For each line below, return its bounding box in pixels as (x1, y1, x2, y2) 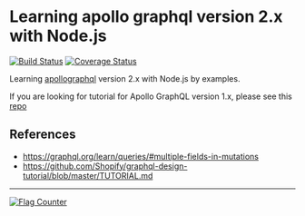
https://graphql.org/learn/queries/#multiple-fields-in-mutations (22, 151, 259, 162)
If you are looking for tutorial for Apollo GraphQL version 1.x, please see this (9, 91, 292, 102)
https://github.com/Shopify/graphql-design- (22, 161, 188, 172)
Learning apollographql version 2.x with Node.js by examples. (9, 73, 241, 83)
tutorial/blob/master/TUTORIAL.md (22, 170, 153, 181)
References (9, 127, 76, 142)
